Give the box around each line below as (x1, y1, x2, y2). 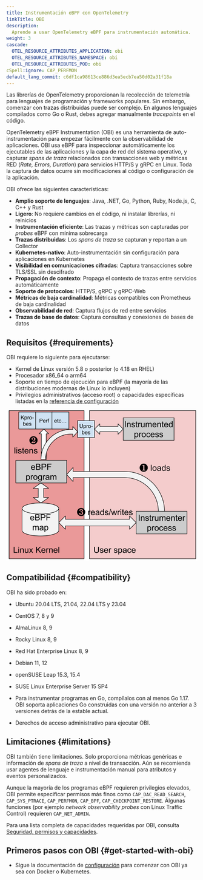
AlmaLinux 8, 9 (15, 624, 53, 631)
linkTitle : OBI (6, 16, 45, 22)
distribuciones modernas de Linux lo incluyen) (15, 385, 131, 392)
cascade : (6, 42, 28, 48)
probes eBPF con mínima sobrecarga (15, 229, 108, 237)
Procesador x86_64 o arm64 (15, 372, 87, 379)
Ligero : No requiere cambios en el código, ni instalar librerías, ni (15, 210, 176, 218)
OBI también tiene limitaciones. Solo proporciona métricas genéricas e (6, 753, 182, 760)
